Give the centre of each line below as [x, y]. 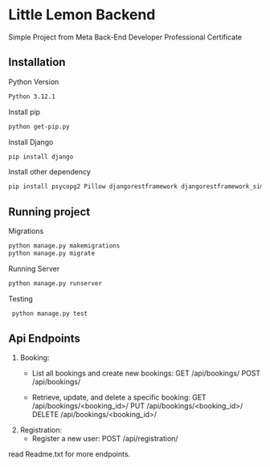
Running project [49, 212]
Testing [21, 298]
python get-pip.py [39, 126]
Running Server [34, 268]
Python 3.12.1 [32, 96]
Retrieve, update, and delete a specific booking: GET [119, 397]
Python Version [34, 81]
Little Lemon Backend [82, 15]
